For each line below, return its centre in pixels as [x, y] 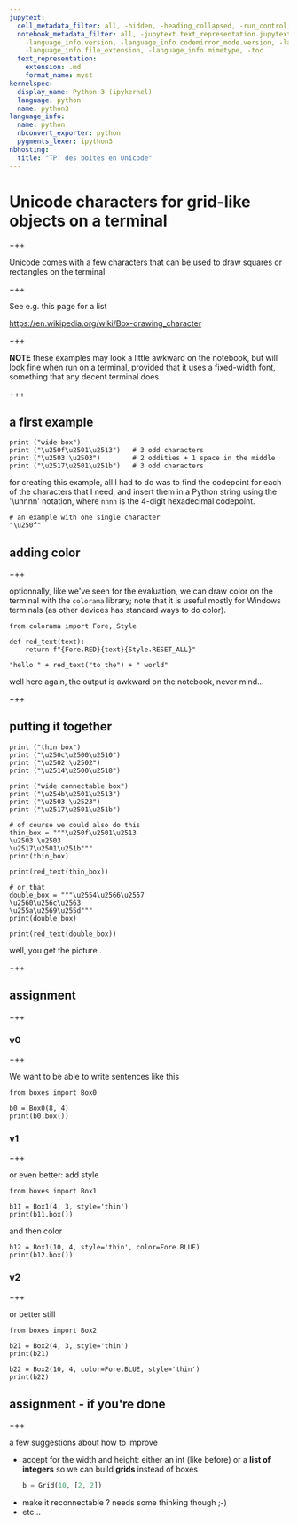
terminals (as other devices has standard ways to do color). [118, 610]
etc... [31, 1512]
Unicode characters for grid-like [130, 202]
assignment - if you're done [87, 1404]
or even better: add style [54, 1175]
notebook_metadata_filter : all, [77, 34]
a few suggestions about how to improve [83, 1443]
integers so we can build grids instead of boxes [110, 1469]
